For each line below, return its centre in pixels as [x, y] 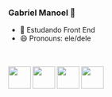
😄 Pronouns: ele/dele [55, 38]
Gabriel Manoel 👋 [42, 13]
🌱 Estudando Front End [57, 30]
